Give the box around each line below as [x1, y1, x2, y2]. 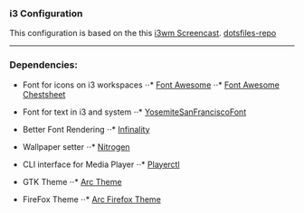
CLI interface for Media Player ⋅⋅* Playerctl [22, 159, 180, 170]
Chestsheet [22, 88, 66, 99]
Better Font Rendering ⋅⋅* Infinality [22, 124, 151, 134]
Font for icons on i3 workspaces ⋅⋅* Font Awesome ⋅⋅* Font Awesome [22, 79, 280, 90]
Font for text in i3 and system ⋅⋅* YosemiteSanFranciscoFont [22, 106, 247, 117]
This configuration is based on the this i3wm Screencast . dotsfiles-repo [9, 28, 277, 39]
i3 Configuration [9, 7, 83, 20]
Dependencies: [9, 59, 79, 71]
